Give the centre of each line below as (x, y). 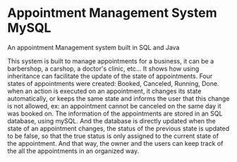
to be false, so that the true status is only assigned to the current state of (113, 136)
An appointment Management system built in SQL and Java (93, 47)
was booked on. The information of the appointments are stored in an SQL (115, 113)
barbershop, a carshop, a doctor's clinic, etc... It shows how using (103, 68)
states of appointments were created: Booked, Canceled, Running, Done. (113, 83)
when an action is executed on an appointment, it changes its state (104, 91)
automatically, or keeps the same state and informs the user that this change (119, 98)
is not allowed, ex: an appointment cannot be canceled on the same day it (114, 106)
